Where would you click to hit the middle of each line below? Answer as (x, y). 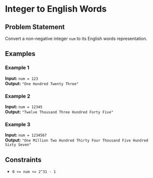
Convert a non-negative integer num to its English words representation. (76, 38)
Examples (20, 54)
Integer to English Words (56, 9)
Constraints (23, 160)
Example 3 (18, 124)
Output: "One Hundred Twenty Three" (42, 83)
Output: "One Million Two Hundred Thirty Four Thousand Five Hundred (77, 140)
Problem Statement (35, 27)
